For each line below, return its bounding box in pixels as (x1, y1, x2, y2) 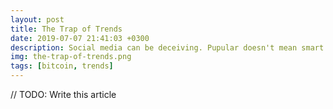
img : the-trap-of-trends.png (10, 52, 132, 62)
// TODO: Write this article (10, 89, 117, 100)
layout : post (10, 14, 65, 25)
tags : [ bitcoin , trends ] (10, 61, 114, 71)
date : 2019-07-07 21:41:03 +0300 (10, 33, 150, 43)
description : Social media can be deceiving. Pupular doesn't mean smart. (10, 42, 329, 53)
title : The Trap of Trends (10, 24, 123, 34)
